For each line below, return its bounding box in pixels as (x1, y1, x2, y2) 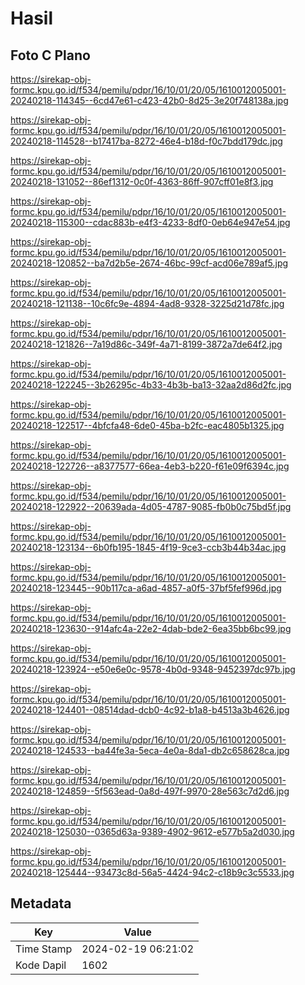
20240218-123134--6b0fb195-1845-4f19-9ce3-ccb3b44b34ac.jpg (10, 542, 287, 553)
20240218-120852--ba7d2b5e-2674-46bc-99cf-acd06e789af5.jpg (10, 257, 289, 269)
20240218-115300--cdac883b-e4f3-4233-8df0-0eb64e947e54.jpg (10, 217, 291, 228)
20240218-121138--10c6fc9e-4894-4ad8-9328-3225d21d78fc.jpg (10, 298, 285, 309)
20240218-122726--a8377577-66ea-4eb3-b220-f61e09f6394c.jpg (10, 460, 290, 472)
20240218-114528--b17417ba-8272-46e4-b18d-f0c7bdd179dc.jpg (10, 135, 283, 147)
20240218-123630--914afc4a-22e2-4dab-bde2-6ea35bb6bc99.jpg (10, 623, 292, 634)
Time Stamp (15, 942, 73, 956)
